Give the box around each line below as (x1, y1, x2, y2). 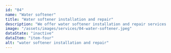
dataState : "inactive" (5, 31, 54, 36)
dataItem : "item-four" (5, 36, 54, 41)
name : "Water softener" (5, 12, 56, 17)
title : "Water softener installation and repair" (5, 17, 114, 22)
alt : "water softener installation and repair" (5, 40, 109, 45)
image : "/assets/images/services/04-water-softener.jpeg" (5, 26, 132, 31)
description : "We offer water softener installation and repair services (5, 21, 167, 27)
